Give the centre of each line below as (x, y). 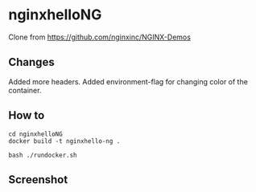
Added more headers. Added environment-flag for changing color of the (128, 81)
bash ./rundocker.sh (43, 155)
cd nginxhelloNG (35, 134)
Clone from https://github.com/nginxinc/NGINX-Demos (100, 37)
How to (27, 115)
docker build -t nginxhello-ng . (64, 141)
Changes (31, 62)
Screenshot (38, 180)
